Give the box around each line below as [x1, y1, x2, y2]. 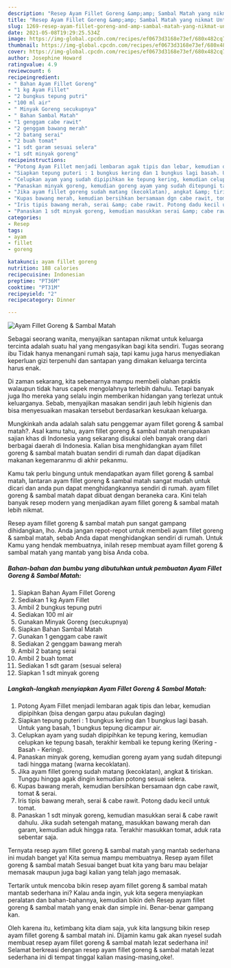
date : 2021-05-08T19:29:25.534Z [8, 29, 100, 36]
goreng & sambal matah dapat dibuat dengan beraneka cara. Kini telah [8, 491, 208, 499]
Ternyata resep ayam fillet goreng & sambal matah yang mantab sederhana [8, 847, 220, 855]
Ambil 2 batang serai [17, 647, 77, 655]
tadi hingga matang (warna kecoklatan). [17, 760, 131, 768]
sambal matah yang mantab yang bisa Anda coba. [8, 548, 149, 556]
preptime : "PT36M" [8, 277, 60, 285]
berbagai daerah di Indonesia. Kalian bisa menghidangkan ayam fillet [8, 442, 203, 450]
